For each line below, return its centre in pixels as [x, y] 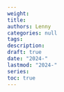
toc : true [22, 78]
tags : [15, 39]
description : [26, 46]
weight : [18, 13]
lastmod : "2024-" [32, 65]
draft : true [24, 53]
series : [18, 71]
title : [17, 20]
